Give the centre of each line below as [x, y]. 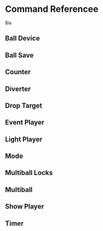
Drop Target [24, 106]
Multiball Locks [29, 173]
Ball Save [19, 55]
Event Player [25, 122]
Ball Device [23, 38]
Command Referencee [52, 9]
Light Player [24, 139]
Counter [18, 72]
